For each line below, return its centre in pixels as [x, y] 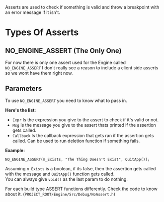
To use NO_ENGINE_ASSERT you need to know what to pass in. [66, 101]
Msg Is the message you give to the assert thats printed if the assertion [84, 125]
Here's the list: [21, 110]
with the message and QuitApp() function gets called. [60, 174]
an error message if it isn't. [33, 12]
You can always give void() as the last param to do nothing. [67, 179]
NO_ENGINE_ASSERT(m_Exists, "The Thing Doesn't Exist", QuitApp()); [78, 159]
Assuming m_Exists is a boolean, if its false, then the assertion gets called [81, 168]
